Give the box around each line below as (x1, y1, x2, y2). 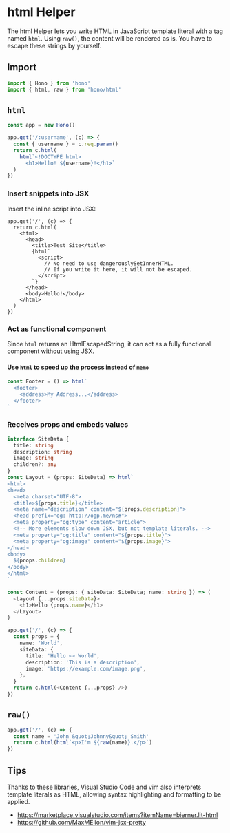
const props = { (13, 633, 60, 640)
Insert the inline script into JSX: (7, 204, 96, 213)
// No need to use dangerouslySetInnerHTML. (43, 260, 174, 267)
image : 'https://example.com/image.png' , (25, 665, 147, 672)
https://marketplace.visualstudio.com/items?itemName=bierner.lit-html (17, 811, 218, 819)
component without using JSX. (7, 347, 95, 355)
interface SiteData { (7, 435, 70, 443)
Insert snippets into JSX (7, 189, 90, 198)
